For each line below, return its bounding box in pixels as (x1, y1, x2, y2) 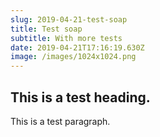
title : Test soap (10, 24, 83, 34)
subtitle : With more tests (10, 33, 123, 43)
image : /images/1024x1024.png (10, 52, 137, 62)
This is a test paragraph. (10, 115, 111, 127)
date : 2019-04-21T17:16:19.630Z (10, 42, 145, 53)
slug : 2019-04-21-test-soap (10, 14, 128, 25)
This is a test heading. (10, 89, 151, 106)
